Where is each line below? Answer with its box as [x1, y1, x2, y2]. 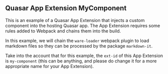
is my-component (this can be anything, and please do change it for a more [5, 57, 157, 64]
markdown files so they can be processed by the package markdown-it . [5, 42, 153, 49]
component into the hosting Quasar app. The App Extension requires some [5, 22, 160, 28]
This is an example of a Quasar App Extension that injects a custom [5, 17, 145, 23]
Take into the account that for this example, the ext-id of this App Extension [5, 52, 163, 58]
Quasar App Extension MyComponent [5, 4, 127, 12]
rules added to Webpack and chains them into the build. [5, 27, 121, 34]
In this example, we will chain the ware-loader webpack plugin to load [5, 37, 149, 43]
